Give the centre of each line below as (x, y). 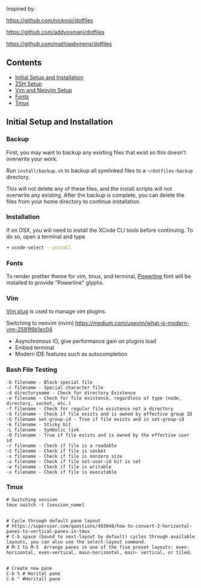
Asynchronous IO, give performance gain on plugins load (85, 341)
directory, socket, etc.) (39, 403)
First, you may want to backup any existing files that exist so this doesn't (96, 152)
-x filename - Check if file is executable (62, 472)
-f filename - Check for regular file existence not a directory (90, 409)
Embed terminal (34, 348)
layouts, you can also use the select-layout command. (76, 542)
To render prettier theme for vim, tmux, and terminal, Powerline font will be (99, 276)
